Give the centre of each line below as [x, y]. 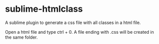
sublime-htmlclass [44, 9]
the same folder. [22, 37]
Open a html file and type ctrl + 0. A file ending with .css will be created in [79, 32]
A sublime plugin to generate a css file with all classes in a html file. [73, 22]
